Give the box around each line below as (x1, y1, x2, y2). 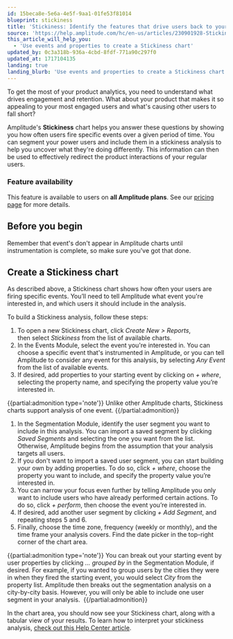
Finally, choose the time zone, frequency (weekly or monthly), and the (17, 523, 218, 531)
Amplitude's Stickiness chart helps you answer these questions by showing (7, 123, 224, 131)
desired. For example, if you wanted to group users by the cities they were (7, 566, 220, 574)
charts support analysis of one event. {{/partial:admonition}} (7, 406, 180, 415)
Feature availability (7, 177, 74, 187)
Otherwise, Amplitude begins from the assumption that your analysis (17, 442, 214, 450)
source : (7, 29, 30, 37)
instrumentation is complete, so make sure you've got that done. (7, 246, 191, 254)
